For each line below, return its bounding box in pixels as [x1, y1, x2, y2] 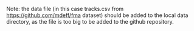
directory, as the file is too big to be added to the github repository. [6, 18, 175, 25]
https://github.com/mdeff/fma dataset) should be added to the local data [6, 12, 189, 19]
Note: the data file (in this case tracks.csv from [6, 5, 124, 12]
